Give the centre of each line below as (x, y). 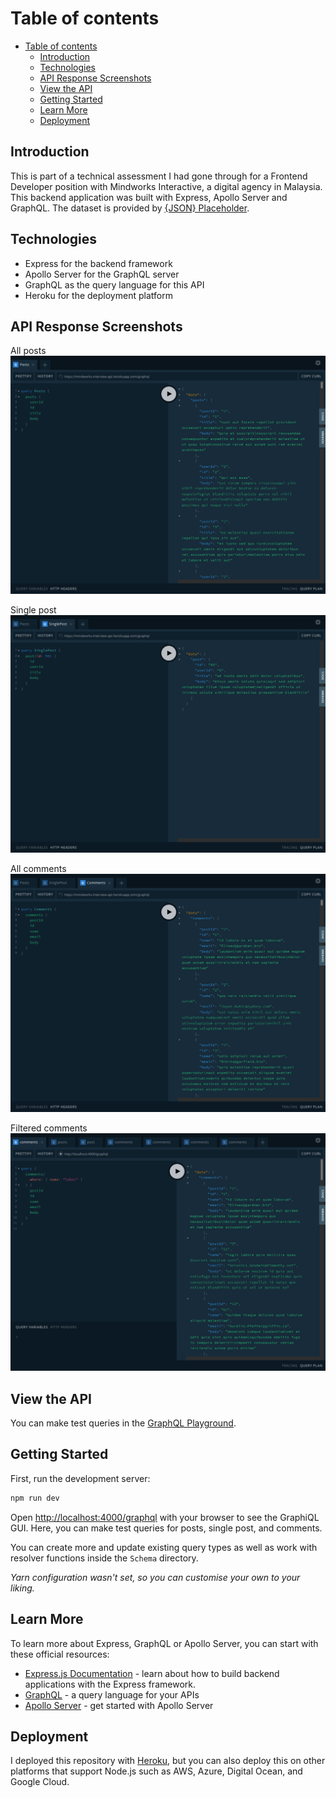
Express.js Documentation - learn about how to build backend (152, 1673)
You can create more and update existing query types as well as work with (164, 1547)
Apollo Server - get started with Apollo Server (119, 1705)
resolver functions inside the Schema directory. (104, 1558)
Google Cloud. (40, 1782)
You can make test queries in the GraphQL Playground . (123, 1423)
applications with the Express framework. (110, 1684)
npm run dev (35, 1498)
